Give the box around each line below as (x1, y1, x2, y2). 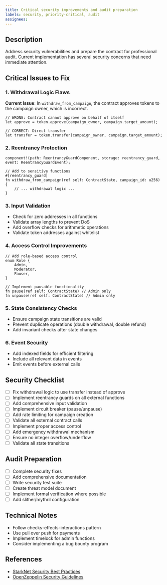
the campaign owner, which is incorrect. (5, 105, 88, 111)
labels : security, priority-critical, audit (5, 12, 100, 17)
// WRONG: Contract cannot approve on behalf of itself (5, 115, 124, 120)
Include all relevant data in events (12, 356, 82, 362)
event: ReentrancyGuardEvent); (5, 160, 71, 165)
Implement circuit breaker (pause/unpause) (12, 406, 102, 412)
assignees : (5, 17, 28, 22)
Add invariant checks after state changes (12, 327, 98, 333)
